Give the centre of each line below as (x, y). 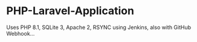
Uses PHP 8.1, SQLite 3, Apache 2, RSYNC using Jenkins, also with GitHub (99, 27)
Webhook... (21, 33)
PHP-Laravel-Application (70, 11)
